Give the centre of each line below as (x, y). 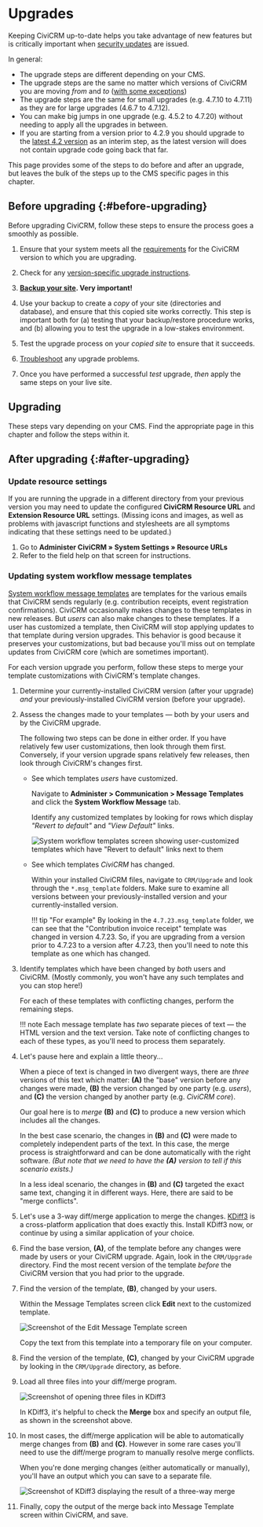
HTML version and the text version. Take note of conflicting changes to (134, 1033)
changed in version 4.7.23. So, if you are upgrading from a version (138, 937)
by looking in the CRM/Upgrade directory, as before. (100, 1366)
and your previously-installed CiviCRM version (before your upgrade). (132, 699)
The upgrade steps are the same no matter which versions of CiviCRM (133, 83)
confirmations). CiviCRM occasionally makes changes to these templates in (130, 610)
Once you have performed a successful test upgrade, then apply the (130, 374)
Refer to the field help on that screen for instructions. (105, 556)
